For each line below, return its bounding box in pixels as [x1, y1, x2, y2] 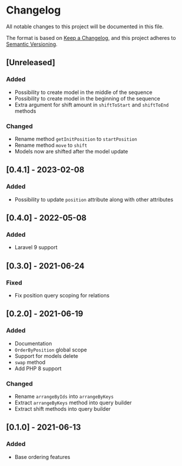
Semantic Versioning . [6, 41, 58, 48]
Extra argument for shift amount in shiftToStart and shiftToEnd [14, 101, 169, 108]
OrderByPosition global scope [14, 346, 87, 353]
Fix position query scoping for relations [14, 291, 110, 299]
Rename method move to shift [14, 142, 87, 149]
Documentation [14, 340, 52, 347]
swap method [14, 358, 46, 366]
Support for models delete [14, 352, 78, 359]
